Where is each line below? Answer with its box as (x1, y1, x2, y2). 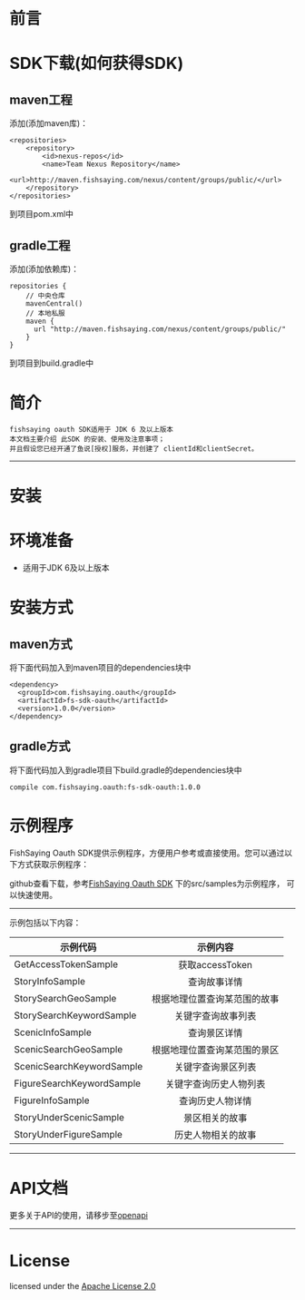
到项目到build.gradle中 (9, 357, 94, 368)
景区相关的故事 (182, 1111, 248, 1124)
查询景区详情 (187, 1026, 243, 1039)
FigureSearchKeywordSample (14, 1077, 142, 1090)
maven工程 (9, 92, 73, 107)
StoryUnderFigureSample (14, 1128, 123, 1140)
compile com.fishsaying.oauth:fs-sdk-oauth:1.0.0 (9, 782, 202, 792)
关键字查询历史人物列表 (164, 1077, 266, 1090)
